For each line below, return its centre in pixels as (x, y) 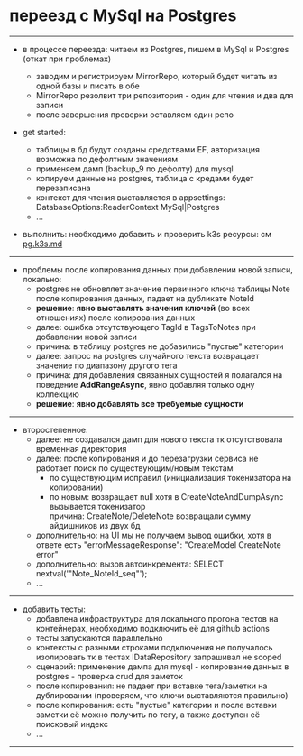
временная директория (81, 448)
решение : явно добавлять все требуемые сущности (140, 403)
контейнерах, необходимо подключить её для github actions (153, 628)
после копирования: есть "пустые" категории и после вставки (156, 705)
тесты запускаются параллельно (100, 638)
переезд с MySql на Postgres (123, 16)
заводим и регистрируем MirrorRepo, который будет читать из (156, 76)
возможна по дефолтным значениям (107, 159)
